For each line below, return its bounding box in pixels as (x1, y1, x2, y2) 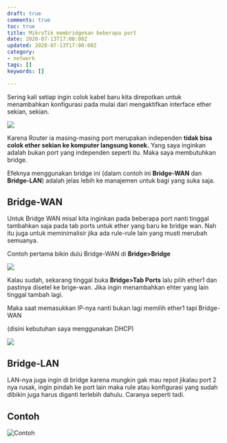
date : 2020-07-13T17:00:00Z (7, 36, 88, 43)
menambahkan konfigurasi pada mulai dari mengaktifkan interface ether (7, 100, 212, 108)
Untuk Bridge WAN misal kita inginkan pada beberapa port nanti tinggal (7, 214, 209, 223)
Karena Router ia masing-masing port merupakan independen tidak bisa (7, 134, 213, 142)
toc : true (7, 23, 36, 30)
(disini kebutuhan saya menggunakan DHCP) (7, 324, 134, 333)
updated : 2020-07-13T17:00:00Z (7, 42, 97, 49)
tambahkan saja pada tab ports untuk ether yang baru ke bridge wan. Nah (7, 222, 217, 230)
